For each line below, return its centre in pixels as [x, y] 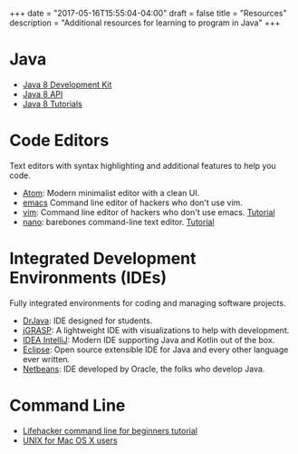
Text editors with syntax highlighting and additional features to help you [143, 165]
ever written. [46, 359]
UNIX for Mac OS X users [70, 440]
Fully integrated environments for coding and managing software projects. [148, 302]
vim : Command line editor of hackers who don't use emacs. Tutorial [149, 212]
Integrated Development [103, 259]
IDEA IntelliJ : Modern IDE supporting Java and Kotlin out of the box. [149, 340]
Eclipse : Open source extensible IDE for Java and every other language [155, 350]
